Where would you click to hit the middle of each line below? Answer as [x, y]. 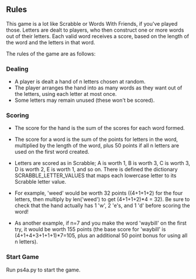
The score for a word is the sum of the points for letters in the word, [96, 139]
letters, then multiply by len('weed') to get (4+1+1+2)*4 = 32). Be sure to [102, 199]
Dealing [17, 68]
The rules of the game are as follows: [51, 54]
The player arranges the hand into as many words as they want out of [98, 88]
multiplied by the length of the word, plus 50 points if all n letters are [97, 146]
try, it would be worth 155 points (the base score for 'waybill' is [90, 229]
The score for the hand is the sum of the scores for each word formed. [100, 128]
